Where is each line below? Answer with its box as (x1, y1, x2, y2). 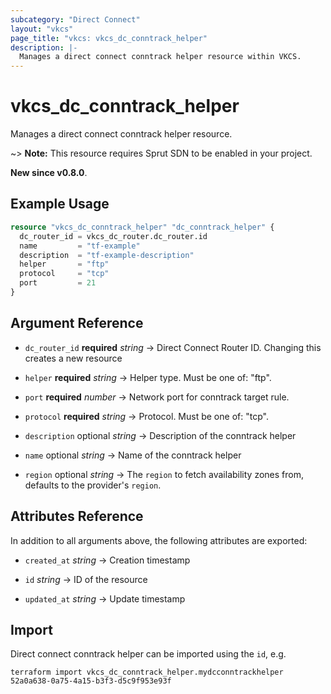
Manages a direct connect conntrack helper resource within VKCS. (19, 52, 302, 62)
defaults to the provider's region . (24, 479, 162, 491)
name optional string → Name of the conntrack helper (24, 449, 242, 461)
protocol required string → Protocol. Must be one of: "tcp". (24, 410, 269, 422)
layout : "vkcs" (10, 24, 74, 34)
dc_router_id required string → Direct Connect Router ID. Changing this (24, 341, 322, 353)
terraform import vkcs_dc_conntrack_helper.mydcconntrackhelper (10, 667, 284, 678)
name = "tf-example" (19, 241, 141, 251)
